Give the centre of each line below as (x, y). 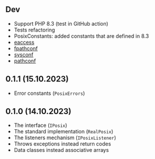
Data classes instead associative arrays (61, 150)
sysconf (24, 54)
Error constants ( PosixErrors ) (49, 93)
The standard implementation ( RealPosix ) (64, 132)
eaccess (24, 42)
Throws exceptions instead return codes (62, 144)
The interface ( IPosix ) (40, 125)
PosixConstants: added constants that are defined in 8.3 (81, 36)
